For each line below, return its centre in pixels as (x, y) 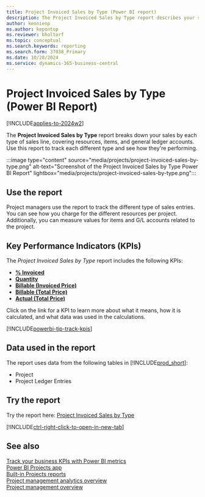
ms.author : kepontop (33, 29)
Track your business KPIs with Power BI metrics (66, 461)
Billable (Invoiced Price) (46, 286)
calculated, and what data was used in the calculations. (76, 317)
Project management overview (45, 487)
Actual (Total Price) (40, 299)
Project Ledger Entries (43, 381)
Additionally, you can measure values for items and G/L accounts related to (101, 220)
